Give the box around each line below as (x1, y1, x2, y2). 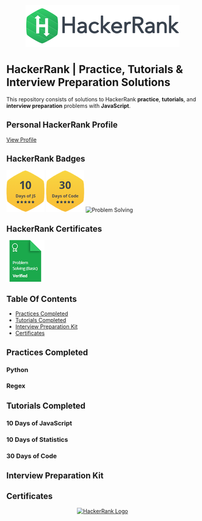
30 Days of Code (6, 451, 57, 460)
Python (6, 365, 29, 374)
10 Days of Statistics (6, 435, 68, 444)
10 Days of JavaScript (6, 419, 73, 427)
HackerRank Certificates (6, 223, 103, 234)
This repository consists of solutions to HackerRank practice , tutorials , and (6, 95, 197, 102)
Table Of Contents (6, 293, 78, 304)
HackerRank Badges (6, 154, 85, 164)
